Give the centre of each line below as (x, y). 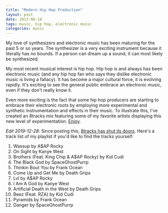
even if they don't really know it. (39, 90)
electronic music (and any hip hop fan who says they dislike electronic (79, 74)
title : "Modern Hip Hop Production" (44, 10)
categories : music (25, 29)
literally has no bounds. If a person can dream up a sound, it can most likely (84, 54)
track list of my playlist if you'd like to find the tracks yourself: (70, 136)
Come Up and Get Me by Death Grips (52, 173)
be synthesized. (22, 59)
